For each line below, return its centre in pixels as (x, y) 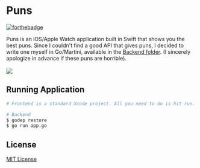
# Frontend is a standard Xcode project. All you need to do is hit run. (101, 103)
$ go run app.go (27, 126)
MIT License (22, 159)
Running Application (45, 90)
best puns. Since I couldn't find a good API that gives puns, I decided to (95, 45)
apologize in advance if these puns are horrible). (66, 58)
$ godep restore (27, 120)
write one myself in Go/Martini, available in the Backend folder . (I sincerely (98, 51)
